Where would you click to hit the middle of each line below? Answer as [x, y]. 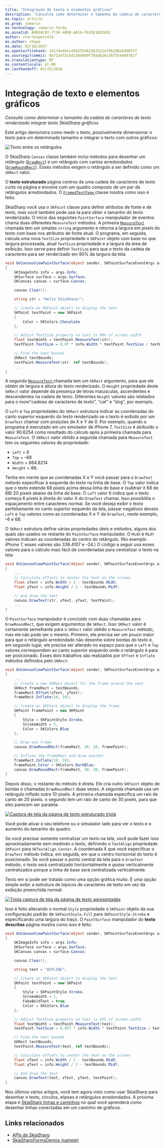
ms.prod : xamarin [23, 23]
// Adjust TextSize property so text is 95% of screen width [78, 1019]
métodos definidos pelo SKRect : [37, 661]
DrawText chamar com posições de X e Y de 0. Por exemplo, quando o [76, 422]
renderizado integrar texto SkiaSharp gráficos [52, 123]
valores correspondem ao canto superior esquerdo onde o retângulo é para [82, 651]
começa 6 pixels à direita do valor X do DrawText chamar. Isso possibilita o [80, 498]
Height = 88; [25, 468]
